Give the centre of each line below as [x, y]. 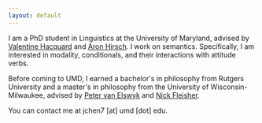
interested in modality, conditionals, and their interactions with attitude [122, 54]
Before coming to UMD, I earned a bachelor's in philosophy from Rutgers [126, 78]
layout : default [35, 15]
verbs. [18, 63]
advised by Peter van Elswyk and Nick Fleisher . [124, 95]
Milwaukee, [27, 95]
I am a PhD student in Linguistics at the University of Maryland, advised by [129, 38]
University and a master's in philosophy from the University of [109, 87]
